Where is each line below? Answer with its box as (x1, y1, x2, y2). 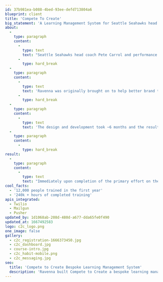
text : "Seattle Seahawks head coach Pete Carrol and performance (22, 52, 158, 57)
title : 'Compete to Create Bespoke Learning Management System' (9, 264, 142, 270)
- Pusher (9, 211, 27, 215)
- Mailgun (9, 206, 29, 211)
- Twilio (9, 201, 27, 207)
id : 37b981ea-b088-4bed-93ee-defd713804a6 (5, 7, 92, 12)
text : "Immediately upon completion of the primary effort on (22, 179, 151, 184)
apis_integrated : (5, 197, 40, 202)
